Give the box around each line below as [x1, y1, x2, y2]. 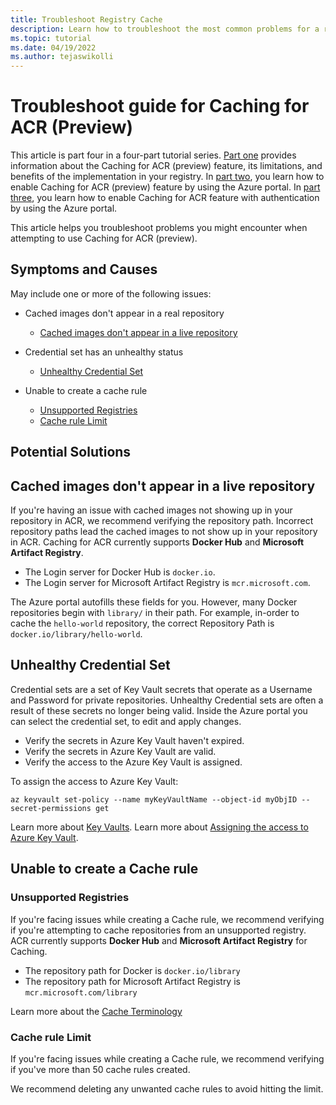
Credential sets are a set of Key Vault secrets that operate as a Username [10, 683, 313, 695]
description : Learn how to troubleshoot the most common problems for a [10, 24, 320, 34]
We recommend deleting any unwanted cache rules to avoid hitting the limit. [10, 1082, 324, 1095]
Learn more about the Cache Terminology [10, 1005, 183, 1017]
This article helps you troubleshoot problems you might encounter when [10, 222, 308, 234]
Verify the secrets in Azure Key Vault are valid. [24, 745, 217, 757]
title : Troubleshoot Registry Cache [10, 14, 163, 25]
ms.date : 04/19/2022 [10, 42, 97, 53]
